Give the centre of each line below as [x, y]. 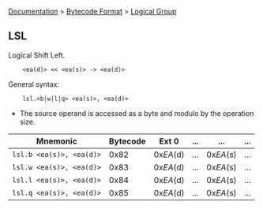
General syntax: [34, 84]
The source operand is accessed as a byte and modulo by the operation [137, 113]
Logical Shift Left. [37, 55]
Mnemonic [56, 141]
